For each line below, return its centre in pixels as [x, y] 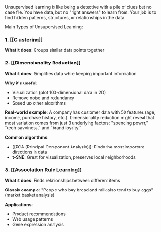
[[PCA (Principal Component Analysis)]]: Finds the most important [78, 147]
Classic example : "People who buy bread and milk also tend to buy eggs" [79, 190]
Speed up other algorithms [39, 103]
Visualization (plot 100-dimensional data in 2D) [59, 92]
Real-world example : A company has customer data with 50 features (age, [80, 112]
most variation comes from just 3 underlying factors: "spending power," [77, 123]
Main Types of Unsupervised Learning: [44, 27]
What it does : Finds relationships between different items [63, 180]
